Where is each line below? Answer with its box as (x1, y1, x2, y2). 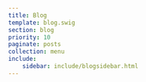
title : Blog (8, 11, 47, 20)
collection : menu (8, 48, 65, 55)
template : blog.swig (8, 19, 76, 27)
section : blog (8, 26, 55, 34)
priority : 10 (8, 33, 51, 41)
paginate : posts (8, 41, 61, 48)
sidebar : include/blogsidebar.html (22, 62, 139, 70)
